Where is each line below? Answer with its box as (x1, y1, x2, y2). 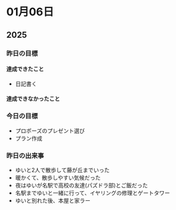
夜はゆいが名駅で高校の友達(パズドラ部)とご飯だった (15, 181, 148, 189)
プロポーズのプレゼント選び (15, 127, 86, 134)
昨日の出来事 (6, 151, 45, 160)
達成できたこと (6, 65, 44, 73)
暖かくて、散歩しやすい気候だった (15, 174, 101, 181)
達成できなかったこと (6, 95, 60, 103)
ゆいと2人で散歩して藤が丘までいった (15, 166, 110, 173)
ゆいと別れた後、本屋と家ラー (15, 197, 90, 204)
